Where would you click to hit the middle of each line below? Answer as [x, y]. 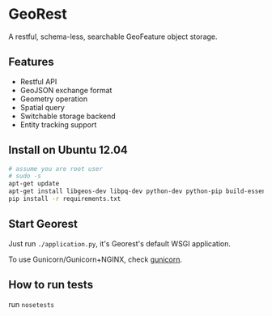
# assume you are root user [56, 169]
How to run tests [51, 285]
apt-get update [34, 184]
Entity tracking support [58, 124]
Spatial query [42, 107]
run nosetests [32, 304]
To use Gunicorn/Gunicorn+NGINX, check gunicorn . [96, 259]
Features [31, 62]
